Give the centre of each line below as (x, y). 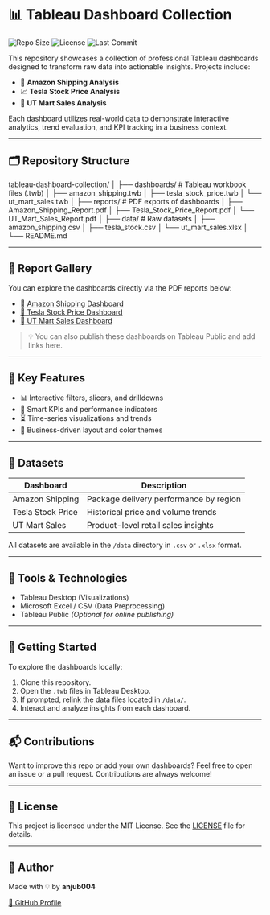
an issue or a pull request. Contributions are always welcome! (110, 773)
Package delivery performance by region (164, 499)
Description (164, 485)
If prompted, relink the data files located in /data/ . (103, 699)
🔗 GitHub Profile (35, 903)
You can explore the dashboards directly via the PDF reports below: (120, 288)
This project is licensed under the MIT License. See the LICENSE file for (127, 826)
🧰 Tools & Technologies (68, 578)
